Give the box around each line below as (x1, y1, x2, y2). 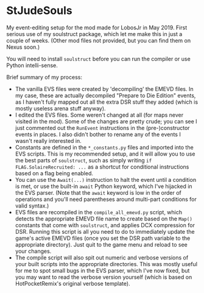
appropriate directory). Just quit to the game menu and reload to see (15, 241, 188, 248)
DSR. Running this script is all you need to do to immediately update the (15, 228, 195, 235)
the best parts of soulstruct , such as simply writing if (15, 156, 152, 164)
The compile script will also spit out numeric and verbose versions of (15, 254, 189, 261)
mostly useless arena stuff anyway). (15, 104, 106, 112)
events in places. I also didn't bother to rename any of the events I (15, 131, 181, 138)
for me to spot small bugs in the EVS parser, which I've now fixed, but (15, 267, 190, 274)
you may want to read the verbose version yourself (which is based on (15, 273, 192, 281)
